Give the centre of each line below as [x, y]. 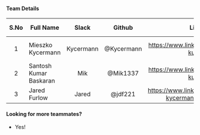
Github [123, 28]
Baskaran [42, 81]
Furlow [38, 98]
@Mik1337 [123, 73]
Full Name [45, 28]
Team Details [23, 8]
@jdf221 [123, 94]
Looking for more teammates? [44, 114]
